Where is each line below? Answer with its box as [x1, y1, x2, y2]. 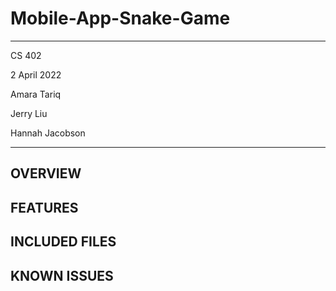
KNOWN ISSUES [10, 267, 114, 284]
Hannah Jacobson [10, 127, 86, 139]
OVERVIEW [10, 165, 82, 182]
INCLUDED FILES [10, 233, 117, 251]
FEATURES [10, 199, 79, 216]
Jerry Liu [10, 107, 48, 119]
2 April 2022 [10, 68, 62, 81]
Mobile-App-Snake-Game [10, 7, 231, 30]
